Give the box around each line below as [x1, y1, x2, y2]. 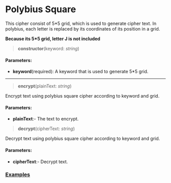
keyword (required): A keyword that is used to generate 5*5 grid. [12, 69, 149, 75]
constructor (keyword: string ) [17, 45, 80, 51]
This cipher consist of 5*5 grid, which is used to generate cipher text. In [5, 20, 157, 26]
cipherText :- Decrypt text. [12, 159, 68, 165]
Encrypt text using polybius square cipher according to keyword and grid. [5, 93, 160, 99]
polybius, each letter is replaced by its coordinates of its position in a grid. [5, 25, 160, 32]
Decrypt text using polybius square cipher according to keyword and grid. [5, 136, 160, 142]
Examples [5, 171, 31, 178]
